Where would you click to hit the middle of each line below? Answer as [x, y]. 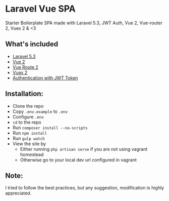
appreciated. [18, 193]
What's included [32, 44]
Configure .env [28, 116]
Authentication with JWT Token [45, 78]
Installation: [24, 94]
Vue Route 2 [25, 67]
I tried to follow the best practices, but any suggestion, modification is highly [85, 188]
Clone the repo [28, 106]
